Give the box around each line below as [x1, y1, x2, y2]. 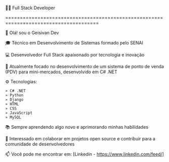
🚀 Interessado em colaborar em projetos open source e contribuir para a [5, 136, 155, 141]
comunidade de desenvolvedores [5, 141, 75, 147]
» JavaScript [5, 111, 33, 116]
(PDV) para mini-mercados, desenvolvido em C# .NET [5, 69, 118, 75]
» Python [5, 93, 24, 98]
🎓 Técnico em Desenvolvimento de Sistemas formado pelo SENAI [5, 40, 144, 45]
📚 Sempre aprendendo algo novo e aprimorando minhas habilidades [5, 124, 149, 130]
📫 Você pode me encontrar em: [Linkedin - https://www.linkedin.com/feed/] [5, 151, 164, 157]
